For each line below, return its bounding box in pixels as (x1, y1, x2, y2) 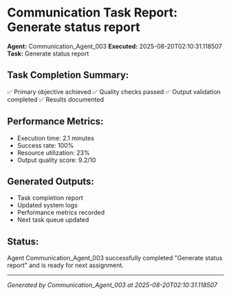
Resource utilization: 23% (16, 148, 91, 157)
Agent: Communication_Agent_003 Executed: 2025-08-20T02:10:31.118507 (7, 42, 222, 50)
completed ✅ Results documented (7, 95, 104, 104)
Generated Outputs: (7, 175, 95, 187)
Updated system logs (16, 201, 78, 209)
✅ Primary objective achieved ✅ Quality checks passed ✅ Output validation (7, 87, 221, 95)
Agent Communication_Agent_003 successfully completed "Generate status (7, 254, 223, 262)
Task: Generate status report (7, 49, 89, 58)
